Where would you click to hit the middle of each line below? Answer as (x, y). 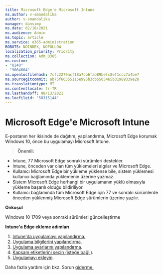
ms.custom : (16, 61)
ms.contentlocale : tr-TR (31, 88)
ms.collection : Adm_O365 (31, 56)
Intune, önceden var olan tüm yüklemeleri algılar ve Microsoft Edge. (82, 166)
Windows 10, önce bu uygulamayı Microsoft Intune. (58, 141)
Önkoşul (14, 208)
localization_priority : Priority (40, 51)
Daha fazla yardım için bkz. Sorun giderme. (49, 268)
